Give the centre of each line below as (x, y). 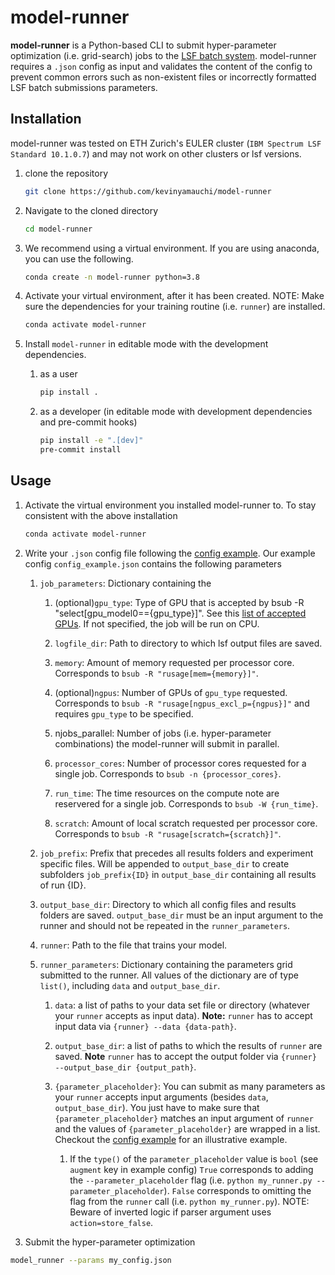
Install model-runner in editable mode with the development (146, 344)
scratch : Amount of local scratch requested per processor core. (186, 823)
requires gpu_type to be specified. (124, 713)
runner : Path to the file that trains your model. (133, 945)
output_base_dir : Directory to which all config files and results (168, 904)
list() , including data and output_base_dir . (130, 985)
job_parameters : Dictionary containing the (125, 583)
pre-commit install (80, 450)
